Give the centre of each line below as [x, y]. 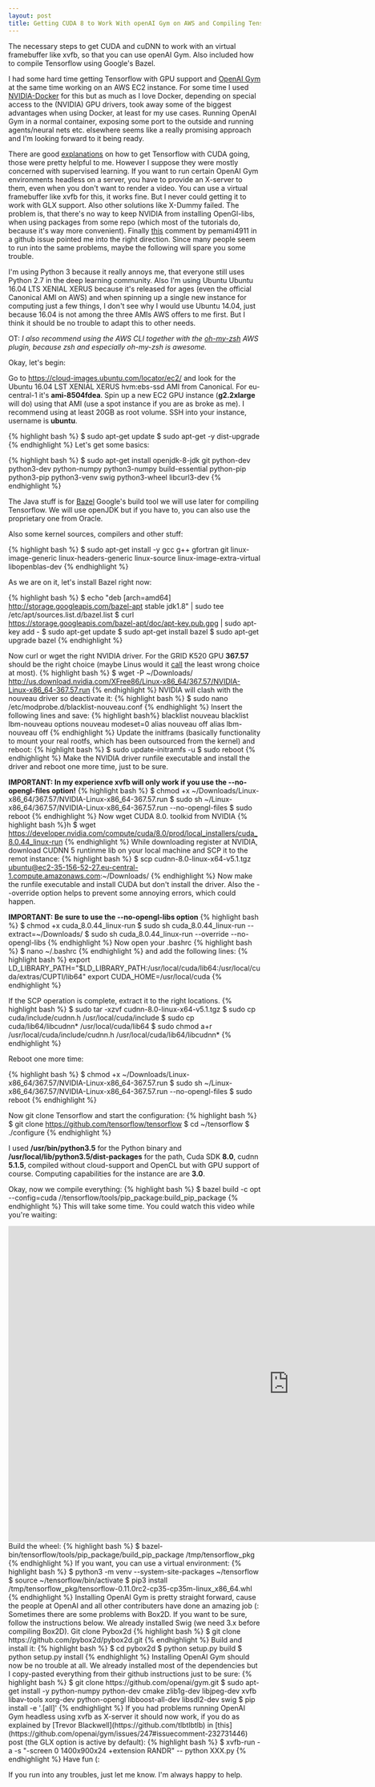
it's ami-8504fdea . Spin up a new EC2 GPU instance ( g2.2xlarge [147, 395]
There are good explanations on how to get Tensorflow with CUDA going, [129, 154]
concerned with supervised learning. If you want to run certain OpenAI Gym [133, 171]
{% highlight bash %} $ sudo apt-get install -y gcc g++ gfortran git [119, 549]
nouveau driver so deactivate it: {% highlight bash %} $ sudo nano [118, 698]
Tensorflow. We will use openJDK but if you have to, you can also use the [129, 509]
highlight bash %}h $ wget [52, 825]
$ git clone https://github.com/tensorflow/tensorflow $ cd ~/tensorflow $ [129, 1124]
